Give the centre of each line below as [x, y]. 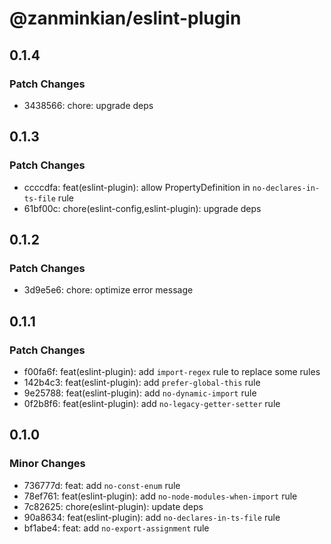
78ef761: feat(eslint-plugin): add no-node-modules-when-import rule [160, 496]
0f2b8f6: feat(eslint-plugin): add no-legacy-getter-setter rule [152, 403]
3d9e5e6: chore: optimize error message [108, 290]
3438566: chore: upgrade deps [88, 105]
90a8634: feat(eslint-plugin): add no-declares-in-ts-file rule [152, 517]
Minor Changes [47, 464]
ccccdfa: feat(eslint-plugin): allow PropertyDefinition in [137, 187]
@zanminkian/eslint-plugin [125, 18]
